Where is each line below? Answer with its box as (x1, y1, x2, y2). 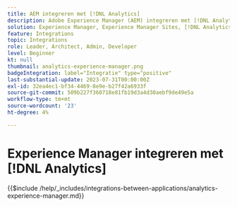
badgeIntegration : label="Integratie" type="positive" (7, 69, 172, 76)
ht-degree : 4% (7, 109, 49, 116)
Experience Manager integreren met (7, 146, 224, 161)
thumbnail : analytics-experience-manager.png (7, 63, 143, 70)
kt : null (7, 57, 33, 64)
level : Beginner (7, 50, 55, 57)
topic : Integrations (7, 37, 68, 44)
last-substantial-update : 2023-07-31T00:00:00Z (7, 76, 150, 83)
